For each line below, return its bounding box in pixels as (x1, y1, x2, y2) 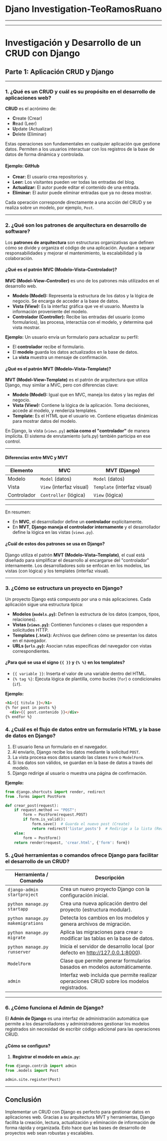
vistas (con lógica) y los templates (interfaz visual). (5, 568, 110, 574)
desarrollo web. (5, 283, 37, 289)
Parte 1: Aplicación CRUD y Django (5, 67, 114, 76)
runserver (7, 949, 31, 955)
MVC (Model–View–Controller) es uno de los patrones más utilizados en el (5, 277, 160, 283)
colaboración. (5, 255, 33, 261)
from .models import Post (5, 1068, 59, 1073)
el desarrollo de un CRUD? (5, 858, 70, 865)
